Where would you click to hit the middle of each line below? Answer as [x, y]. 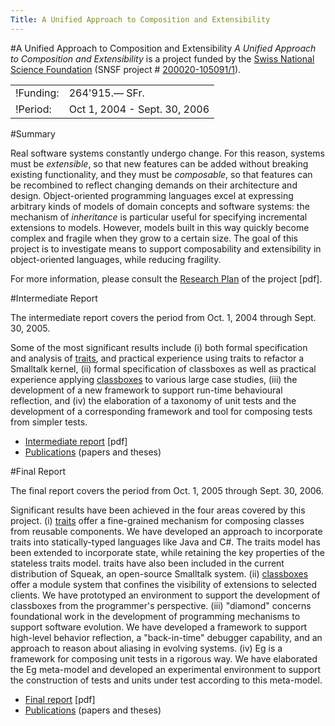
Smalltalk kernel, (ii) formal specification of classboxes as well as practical [163, 368]
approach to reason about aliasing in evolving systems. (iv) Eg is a [146, 648]
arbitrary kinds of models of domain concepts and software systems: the [160, 206]
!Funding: [37, 93]
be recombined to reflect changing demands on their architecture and [154, 185]
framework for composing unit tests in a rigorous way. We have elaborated [164, 658]
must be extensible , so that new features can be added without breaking [159, 163]
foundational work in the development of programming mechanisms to [155, 616]
